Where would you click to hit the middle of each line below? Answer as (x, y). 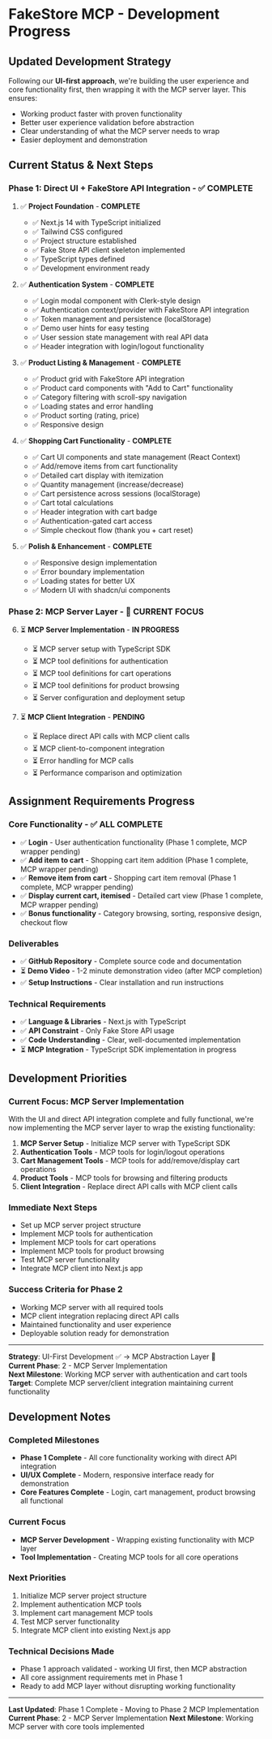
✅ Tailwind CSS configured (77, 231)
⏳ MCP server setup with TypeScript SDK (102, 649)
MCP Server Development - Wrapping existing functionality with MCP (137, 1539)
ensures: (23, 98)
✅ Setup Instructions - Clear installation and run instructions (122, 982)
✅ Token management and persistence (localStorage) (122, 318)
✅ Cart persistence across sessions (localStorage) (116, 493)
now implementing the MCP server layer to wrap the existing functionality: (132, 1127)
